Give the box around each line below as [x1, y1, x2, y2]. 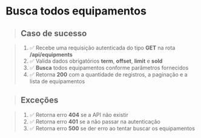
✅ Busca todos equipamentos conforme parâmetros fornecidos [29, 64, 189, 71]
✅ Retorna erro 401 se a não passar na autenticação [29, 118, 161, 125]
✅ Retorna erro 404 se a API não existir [29, 111, 128, 118]
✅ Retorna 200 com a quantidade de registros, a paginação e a [29, 71, 188, 78]
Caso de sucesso [20, 28, 87, 39]
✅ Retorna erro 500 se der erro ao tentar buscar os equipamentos [29, 125, 195, 132]
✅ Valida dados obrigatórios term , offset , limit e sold [29, 57, 163, 64]
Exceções [20, 95, 59, 105]
